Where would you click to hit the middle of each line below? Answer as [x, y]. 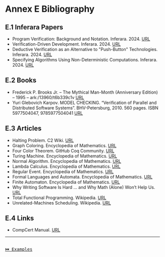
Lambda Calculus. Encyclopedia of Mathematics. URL [66, 166]
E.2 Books [21, 80]
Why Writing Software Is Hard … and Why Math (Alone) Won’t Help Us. [84, 187]
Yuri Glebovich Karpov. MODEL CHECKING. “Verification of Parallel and [84, 103]
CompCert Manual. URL [36, 230]
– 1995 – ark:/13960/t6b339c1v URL [48, 97]
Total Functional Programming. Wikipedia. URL [59, 198]
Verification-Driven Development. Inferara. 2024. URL [67, 44]
